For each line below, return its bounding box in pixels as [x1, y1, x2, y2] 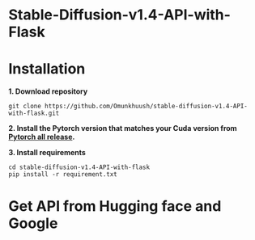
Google [8, 214, 58, 233]
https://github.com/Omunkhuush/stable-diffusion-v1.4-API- [44, 103, 249, 111]
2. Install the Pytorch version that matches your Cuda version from [8, 124, 237, 133]
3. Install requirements [8, 148, 87, 158]
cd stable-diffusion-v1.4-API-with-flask [8, 163, 151, 171]
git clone [8, 103, 42, 111]
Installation [8, 60, 86, 78]
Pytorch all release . [8, 132, 75, 142]
